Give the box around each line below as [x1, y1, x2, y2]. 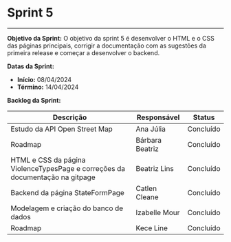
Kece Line [135, 223, 168, 232]
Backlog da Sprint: [7, 96, 61, 104]
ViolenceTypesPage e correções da [10, 163, 126, 173]
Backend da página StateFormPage [10, 188, 125, 197]
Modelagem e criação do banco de [10, 203, 124, 213]
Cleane [135, 192, 159, 201]
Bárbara [135, 135, 162, 145]
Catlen [135, 183, 157, 193]
